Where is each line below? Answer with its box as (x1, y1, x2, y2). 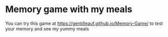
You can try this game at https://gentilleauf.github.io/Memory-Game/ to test (5, 20, 163, 26)
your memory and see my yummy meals (5, 25, 89, 31)
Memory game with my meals (5, 4, 132, 15)
